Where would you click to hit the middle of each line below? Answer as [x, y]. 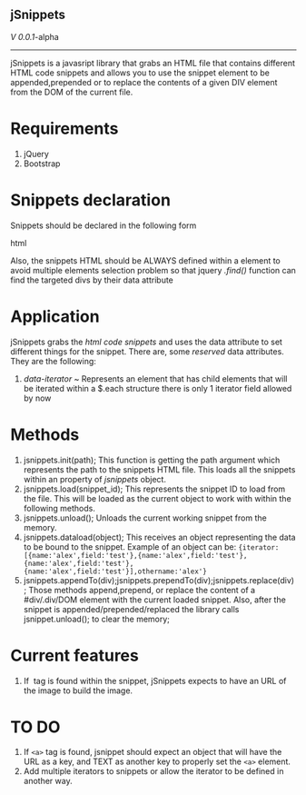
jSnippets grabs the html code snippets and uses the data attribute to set [146, 342]
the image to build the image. [78, 691]
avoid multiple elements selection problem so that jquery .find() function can [153, 270]
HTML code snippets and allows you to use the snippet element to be [140, 73]
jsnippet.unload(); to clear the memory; [97, 619]
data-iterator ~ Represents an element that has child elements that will [155, 378]
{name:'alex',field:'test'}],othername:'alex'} [115, 571]
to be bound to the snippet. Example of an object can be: [130, 547]
